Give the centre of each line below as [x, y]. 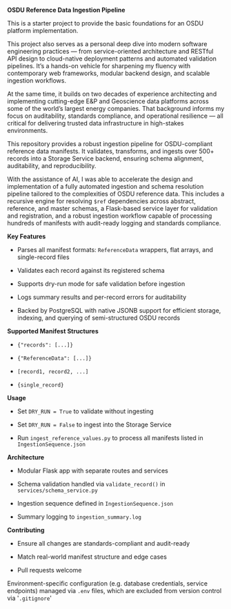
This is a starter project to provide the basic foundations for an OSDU [106, 23]
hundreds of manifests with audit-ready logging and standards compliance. [114, 223]
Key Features [27, 236]
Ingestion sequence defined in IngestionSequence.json [95, 503]
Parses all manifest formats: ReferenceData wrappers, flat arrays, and [115, 250]
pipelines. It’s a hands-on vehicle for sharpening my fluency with [99, 66]
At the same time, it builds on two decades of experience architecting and [112, 94]
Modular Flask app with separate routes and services [93, 471]
